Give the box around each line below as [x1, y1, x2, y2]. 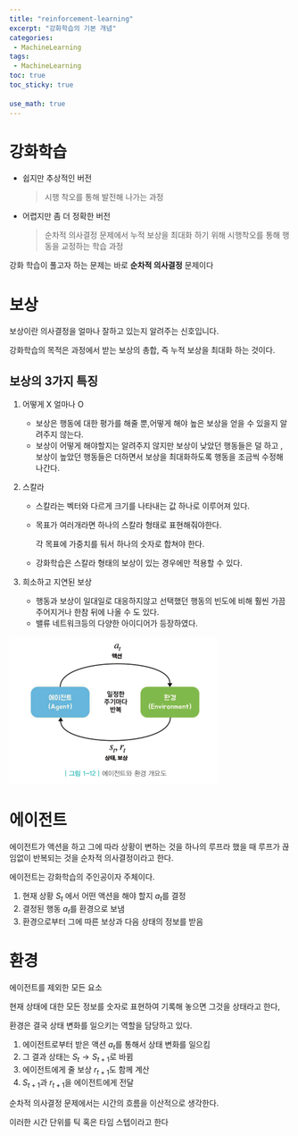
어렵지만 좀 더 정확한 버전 [21, 211, 112, 222]
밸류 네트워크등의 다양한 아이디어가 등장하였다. [35, 618, 198, 629]
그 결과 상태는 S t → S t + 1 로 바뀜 [21, 1051, 134, 1064]
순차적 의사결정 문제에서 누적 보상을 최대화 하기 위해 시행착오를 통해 [44, 230, 281, 240]
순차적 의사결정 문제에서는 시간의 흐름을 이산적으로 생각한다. [9, 1098, 219, 1108]
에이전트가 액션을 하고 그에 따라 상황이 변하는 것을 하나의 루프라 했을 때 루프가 [9, 841, 281, 853]
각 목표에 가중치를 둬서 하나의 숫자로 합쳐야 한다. [35, 539, 205, 550]
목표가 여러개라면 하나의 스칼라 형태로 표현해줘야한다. [35, 519, 222, 531]
